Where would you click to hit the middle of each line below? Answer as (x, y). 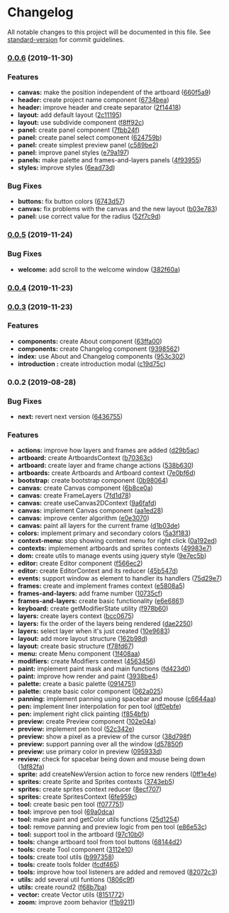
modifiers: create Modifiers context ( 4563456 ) (86, 661)
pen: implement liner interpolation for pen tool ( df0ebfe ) (100, 707)
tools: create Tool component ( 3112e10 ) (75, 850)
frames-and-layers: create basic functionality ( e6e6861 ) (101, 601)
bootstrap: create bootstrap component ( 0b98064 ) (93, 481)
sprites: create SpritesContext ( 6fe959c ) (77, 797)
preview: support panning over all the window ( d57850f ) (100, 744)
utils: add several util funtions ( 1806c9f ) (76, 880)
